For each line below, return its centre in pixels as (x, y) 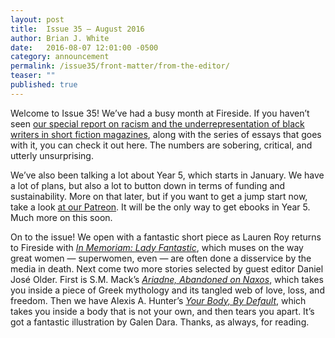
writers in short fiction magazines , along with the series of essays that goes (166, 134)
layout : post (37, 19)
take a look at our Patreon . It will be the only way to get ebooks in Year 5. (160, 207)
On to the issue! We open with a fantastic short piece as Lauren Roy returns (166, 237)
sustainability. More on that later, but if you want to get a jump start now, (159, 196)
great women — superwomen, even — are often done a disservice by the (161, 258)
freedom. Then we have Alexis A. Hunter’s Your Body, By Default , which (158, 300)
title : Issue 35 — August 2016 (77, 29)
